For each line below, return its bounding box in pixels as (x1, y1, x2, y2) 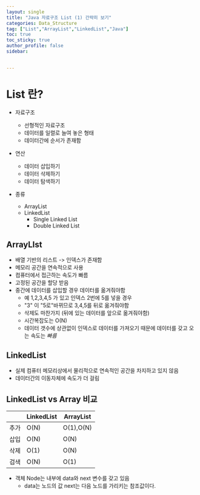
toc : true (6, 32, 32, 38)
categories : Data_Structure (6, 20, 78, 26)
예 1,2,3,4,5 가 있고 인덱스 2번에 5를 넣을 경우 (24, 294, 132, 301)
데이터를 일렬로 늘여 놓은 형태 (24, 129, 94, 136)
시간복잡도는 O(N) (24, 317, 68, 325)
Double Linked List (33, 222, 80, 229)
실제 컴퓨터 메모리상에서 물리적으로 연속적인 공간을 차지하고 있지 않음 (15, 367, 179, 374)
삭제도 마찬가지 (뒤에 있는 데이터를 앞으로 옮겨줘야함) (24, 309, 150, 317)
